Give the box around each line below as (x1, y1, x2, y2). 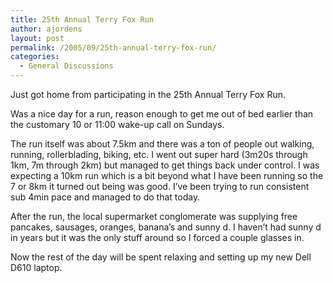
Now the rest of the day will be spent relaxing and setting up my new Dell (10, 251, 312, 263)
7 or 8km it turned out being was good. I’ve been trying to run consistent (10, 181, 310, 192)
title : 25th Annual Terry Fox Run (10, 14, 155, 25)
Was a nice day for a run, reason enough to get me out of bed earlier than (10, 108, 314, 120)
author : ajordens (10, 24, 83, 34)
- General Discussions (19, 61, 114, 71)
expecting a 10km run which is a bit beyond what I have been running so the (10, 170, 324, 181)
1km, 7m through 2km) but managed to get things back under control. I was (10, 159, 320, 171)
